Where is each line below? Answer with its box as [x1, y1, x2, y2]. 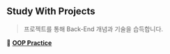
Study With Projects [6, 6, 95, 17]
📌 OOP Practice [6, 38, 52, 47]
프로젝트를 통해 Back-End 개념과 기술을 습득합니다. [23, 24, 164, 33]
